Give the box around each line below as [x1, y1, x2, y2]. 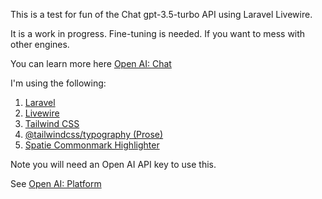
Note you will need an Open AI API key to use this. [10, 159, 217, 170]
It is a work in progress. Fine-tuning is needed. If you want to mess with [10, 28, 306, 39]
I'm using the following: [10, 77, 107, 89]
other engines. [10, 39, 70, 50]
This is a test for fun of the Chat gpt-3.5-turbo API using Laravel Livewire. [10, 9, 313, 20]
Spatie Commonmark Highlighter [24, 139, 160, 151]
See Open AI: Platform [10, 178, 102, 189]
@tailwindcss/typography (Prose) [24, 129, 164, 140]
